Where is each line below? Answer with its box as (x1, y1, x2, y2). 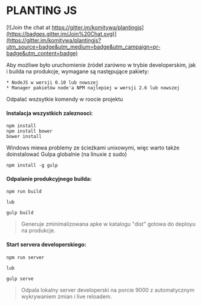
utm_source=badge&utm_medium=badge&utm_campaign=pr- (6, 43, 161, 50)
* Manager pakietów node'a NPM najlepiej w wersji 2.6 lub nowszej (6, 84, 180, 91)
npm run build (6, 189, 42, 195)
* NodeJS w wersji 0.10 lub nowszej (6, 80, 99, 86)
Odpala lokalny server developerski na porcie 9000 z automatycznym (21, 286, 195, 293)
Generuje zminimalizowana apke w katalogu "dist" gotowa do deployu (21, 220, 196, 228)
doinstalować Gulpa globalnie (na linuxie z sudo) (6, 151, 127, 158)
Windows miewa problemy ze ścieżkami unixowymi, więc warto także (6, 144, 180, 152)
